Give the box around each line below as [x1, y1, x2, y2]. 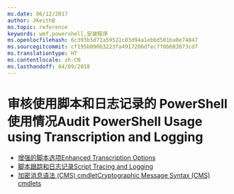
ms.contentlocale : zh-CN [7, 57, 81, 64]
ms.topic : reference [7, 23, 69, 30]
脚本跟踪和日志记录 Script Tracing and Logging [17, 162, 154, 171]
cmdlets [17, 178, 42, 188]
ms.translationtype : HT [7, 50, 78, 57]
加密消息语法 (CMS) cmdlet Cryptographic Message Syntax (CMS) [17, 171, 211, 179]
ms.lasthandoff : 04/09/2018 [7, 63, 91, 70]
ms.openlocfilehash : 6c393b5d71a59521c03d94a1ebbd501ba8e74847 [7, 37, 199, 44]
